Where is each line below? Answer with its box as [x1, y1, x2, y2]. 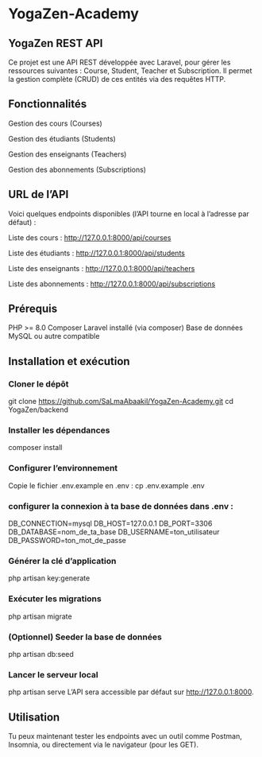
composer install [8, 443, 63, 452]
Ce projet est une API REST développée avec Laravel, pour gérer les [8, 57, 231, 67]
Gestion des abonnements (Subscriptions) [8, 165, 147, 174]
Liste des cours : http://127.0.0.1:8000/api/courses [8, 232, 171, 243]
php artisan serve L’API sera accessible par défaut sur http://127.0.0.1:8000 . [8, 687, 254, 697]
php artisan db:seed [8, 649, 74, 658]
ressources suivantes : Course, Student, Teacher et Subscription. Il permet [8, 66, 252, 76]
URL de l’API [8, 188, 69, 201]
